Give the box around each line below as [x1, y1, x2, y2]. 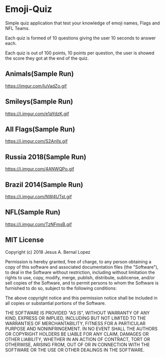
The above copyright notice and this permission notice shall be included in [5, 295, 158, 301]
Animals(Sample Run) [5, 70, 74, 78]
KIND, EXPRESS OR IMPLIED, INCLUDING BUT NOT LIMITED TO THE [5, 315, 146, 321]
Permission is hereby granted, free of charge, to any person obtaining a [5, 258, 152, 265]
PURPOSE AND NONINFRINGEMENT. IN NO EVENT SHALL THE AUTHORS [5, 326, 158, 332]
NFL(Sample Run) [5, 208, 61, 216]
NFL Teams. [5, 25, 30, 31]
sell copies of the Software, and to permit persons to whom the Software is [5, 280, 159, 286]
